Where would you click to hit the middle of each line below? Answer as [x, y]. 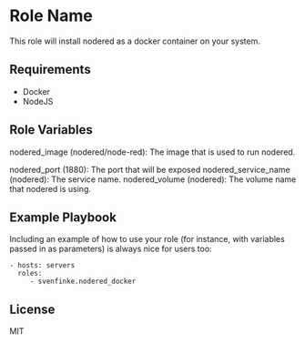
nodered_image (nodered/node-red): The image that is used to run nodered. [152, 152]
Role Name [51, 16]
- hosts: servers [42, 266]
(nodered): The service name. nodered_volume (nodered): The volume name [153, 179]
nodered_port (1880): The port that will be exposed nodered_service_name [150, 169]
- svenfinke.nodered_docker [83, 282]
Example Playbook [63, 217]
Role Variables [51, 130]
